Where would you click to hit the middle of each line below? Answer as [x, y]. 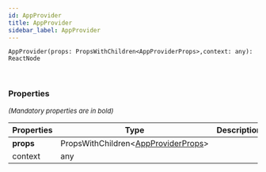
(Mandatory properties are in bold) [61, 110]
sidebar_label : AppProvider [55, 30]
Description [239, 129]
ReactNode [25, 59]
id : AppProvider [35, 15]
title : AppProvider [40, 23]
